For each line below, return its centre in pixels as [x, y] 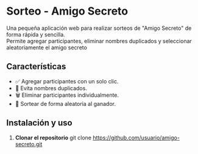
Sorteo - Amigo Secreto [67, 11]
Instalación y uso [39, 123]
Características [36, 67]
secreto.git [29, 144]
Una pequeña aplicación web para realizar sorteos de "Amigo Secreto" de [99, 28]
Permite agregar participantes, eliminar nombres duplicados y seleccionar [99, 41]
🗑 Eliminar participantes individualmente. [67, 95]
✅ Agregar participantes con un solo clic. [67, 81]
